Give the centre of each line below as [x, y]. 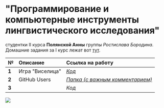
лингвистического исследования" [83, 31]
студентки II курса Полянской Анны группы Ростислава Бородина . [79, 44]
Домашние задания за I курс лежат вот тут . [53, 50]
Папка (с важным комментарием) [109, 79]
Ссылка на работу [90, 63]
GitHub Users [35, 79]
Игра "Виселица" [40, 71]
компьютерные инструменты [72, 20]
